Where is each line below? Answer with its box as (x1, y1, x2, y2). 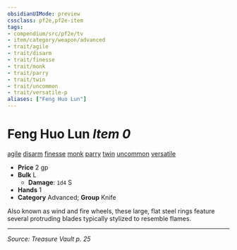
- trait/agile (7, 43, 49, 50)
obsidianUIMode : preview (7, 10, 80, 18)
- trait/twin (7, 76, 46, 83)
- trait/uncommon (7, 83, 59, 90)
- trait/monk (7, 63, 46, 70)
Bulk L (17, 170, 37, 179)
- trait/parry (7, 69, 49, 76)
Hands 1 (17, 185, 42, 194)
